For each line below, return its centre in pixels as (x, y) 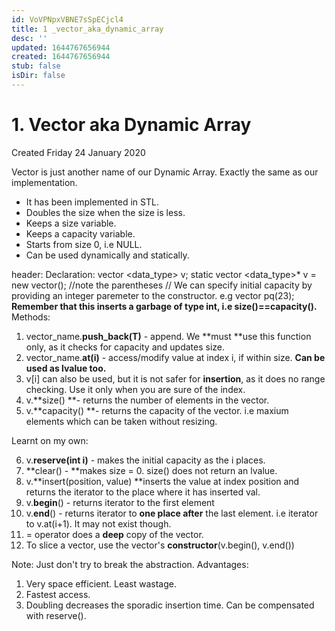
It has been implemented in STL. (92, 202)
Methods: (31, 317)
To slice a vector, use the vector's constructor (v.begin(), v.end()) (160, 545)
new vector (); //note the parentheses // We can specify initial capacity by (162, 285)
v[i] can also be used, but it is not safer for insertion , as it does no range (175, 378)
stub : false (36, 66)
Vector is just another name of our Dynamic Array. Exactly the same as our (165, 172)
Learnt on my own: (50, 440)
